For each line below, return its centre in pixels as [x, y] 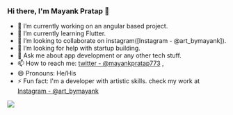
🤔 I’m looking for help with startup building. [79, 48]
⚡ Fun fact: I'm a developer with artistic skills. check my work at [109, 81]
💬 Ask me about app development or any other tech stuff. [99, 55]
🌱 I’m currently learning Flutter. [62, 33]
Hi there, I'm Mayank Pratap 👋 [58, 11]
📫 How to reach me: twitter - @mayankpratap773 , [91, 63]
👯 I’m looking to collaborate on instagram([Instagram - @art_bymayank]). [122, 41]
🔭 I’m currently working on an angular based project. [93, 26]
